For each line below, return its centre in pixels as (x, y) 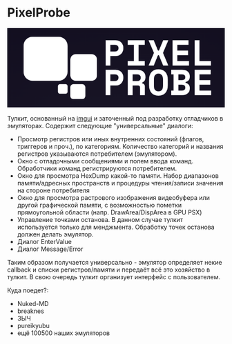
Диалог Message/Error (50, 249)
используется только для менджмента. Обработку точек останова (116, 227)
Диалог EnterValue (45, 241)
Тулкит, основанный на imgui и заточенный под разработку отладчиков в (115, 118)
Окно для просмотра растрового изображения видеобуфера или (114, 197)
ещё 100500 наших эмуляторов (64, 333)
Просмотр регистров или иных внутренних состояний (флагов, (110, 139)
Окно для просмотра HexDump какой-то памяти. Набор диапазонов (118, 175)
